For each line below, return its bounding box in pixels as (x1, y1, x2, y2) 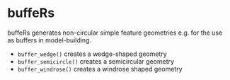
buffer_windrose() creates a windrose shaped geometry (17, 64, 183, 73)
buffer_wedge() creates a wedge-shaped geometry (17, 50, 168, 58)
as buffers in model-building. (7, 35, 92, 44)
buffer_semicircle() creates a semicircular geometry (17, 57, 175, 65)
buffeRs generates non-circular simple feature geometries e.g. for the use (7, 28, 223, 37)
